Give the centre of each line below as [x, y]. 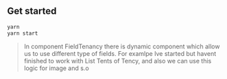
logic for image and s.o [56, 68]
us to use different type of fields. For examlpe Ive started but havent [120, 53]
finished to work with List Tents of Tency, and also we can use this [118, 61]
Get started [32, 11]
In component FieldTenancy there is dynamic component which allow [122, 46]
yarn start [23, 33]
